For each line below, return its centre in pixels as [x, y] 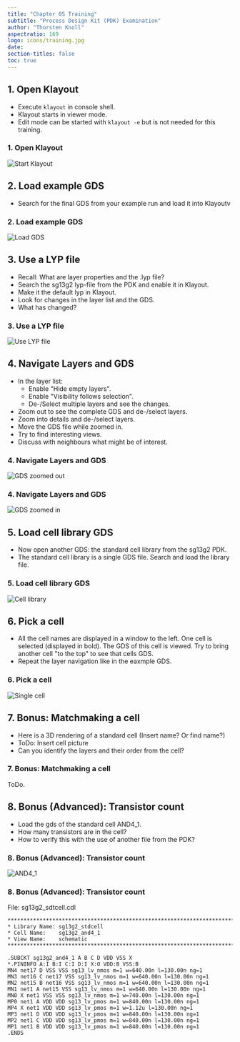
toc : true [22, 61]
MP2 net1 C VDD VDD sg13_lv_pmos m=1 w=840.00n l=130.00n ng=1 [104, 1021]
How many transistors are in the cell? [72, 832]
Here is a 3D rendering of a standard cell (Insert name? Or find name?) [121, 735]
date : [15, 47]
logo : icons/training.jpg [46, 41]
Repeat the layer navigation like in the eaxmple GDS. [95, 661]
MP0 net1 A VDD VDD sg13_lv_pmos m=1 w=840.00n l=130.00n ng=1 [104, 1002]
